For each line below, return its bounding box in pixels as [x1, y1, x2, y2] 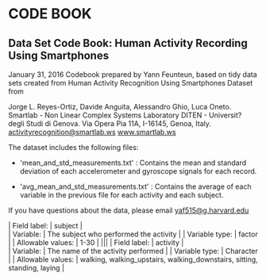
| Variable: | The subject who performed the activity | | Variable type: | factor [8, 229, 258, 239]
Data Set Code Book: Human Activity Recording [8, 36, 248, 50]
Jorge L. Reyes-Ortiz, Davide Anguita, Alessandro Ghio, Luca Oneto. [8, 102, 232, 111]
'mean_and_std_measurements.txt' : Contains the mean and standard [19, 158, 247, 167]
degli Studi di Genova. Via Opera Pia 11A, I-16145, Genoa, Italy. [8, 119, 212, 128]
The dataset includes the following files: [8, 143, 139, 152]
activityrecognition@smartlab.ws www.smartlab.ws [8, 128, 176, 136]
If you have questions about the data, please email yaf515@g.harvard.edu [8, 205, 249, 215]
